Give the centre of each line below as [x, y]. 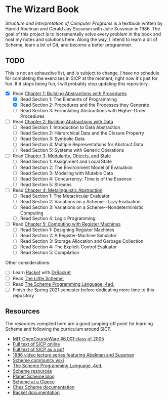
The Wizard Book [42, 9]
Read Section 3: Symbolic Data [52, 139]
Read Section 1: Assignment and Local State [66, 162]
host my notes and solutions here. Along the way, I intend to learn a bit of [81, 39]
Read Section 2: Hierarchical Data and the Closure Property [82, 133]
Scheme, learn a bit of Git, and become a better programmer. [69, 45]
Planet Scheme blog [33, 376]
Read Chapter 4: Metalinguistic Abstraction [57, 190]
